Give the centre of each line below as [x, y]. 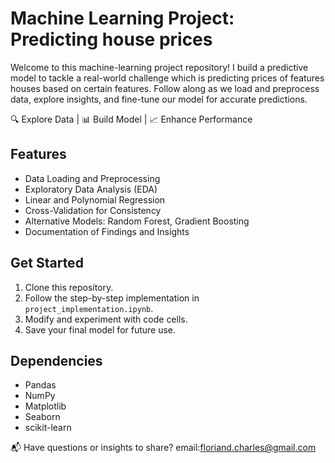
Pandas [40, 385]
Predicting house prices [111, 39]
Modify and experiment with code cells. [106, 319]
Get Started [47, 263]
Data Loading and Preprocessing [92, 178]
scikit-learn [48, 428]
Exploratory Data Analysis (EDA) [91, 189]
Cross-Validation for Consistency [93, 210]
